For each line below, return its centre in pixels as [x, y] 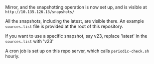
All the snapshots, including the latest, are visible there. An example [75, 21]
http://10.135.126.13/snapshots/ [40, 12]
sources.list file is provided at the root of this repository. [64, 26]
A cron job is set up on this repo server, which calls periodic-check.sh [77, 51]
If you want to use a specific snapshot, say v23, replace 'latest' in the [76, 36]
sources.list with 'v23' [29, 41]
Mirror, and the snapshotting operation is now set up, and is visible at [76, 7]
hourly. [12, 56]
